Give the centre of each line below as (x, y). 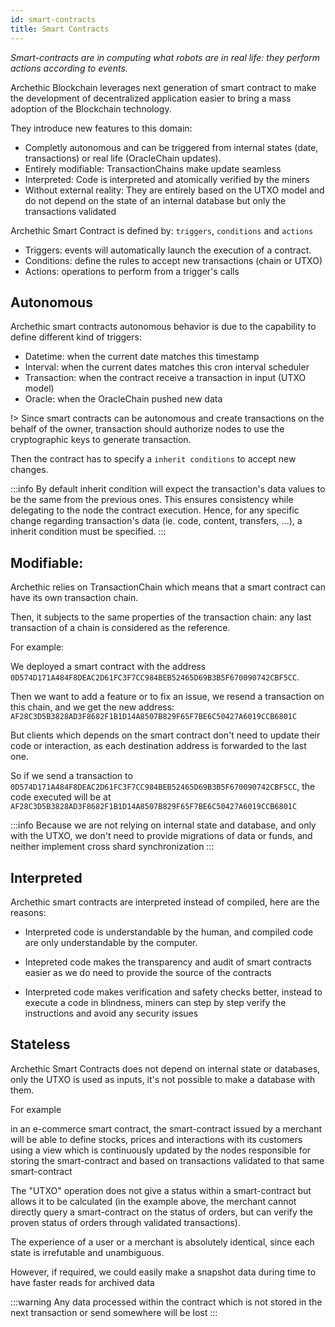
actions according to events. (69, 68)
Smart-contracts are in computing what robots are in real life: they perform (165, 57)
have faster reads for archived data (82, 1282)
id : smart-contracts (53, 19)
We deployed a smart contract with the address (108, 667)
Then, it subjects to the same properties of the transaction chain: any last (161, 617)
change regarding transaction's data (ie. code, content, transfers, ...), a (156, 521)
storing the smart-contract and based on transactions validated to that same (167, 1160)
